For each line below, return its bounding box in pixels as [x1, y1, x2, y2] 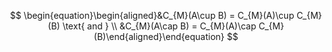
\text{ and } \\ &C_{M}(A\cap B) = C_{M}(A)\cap [62, 20, 257, 32]
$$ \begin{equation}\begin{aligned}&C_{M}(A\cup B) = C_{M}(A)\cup [9, 10, 295, 21]
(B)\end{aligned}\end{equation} [93, 31, 225, 42]
